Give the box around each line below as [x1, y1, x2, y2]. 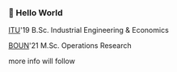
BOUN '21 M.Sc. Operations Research [8, 41, 132, 50]
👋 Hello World [8, 7, 63, 18]
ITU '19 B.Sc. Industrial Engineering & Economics [8, 26, 170, 35]
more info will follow [8, 56, 75, 66]
